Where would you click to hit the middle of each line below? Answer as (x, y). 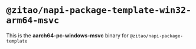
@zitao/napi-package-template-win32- (99, 10)
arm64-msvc (33, 21)
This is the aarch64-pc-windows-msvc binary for (67, 35)
